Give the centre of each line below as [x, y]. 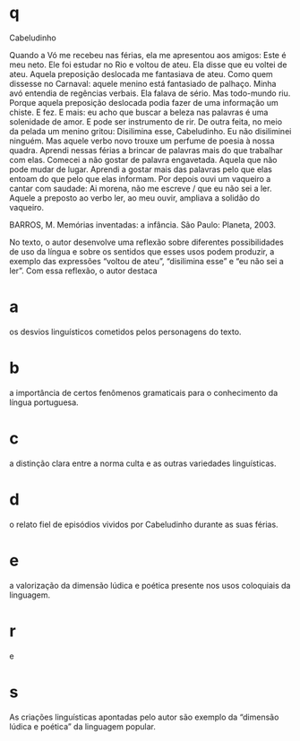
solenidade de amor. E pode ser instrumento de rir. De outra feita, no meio [146, 121]
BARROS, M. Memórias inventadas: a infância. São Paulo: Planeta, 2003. [142, 224]
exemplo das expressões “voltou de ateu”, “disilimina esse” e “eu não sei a [146, 261]
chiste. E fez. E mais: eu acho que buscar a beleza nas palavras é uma [139, 112]
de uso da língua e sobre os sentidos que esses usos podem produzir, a [142, 251]
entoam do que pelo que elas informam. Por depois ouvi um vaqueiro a [140, 178]
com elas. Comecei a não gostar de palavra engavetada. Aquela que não [143, 159]
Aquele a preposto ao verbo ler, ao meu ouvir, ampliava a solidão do [135, 198]
